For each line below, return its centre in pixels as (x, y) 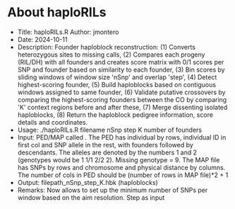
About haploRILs (57, 12)
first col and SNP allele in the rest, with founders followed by (106, 145)
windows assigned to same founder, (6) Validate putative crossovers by (121, 92)
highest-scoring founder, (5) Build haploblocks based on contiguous (117, 84)
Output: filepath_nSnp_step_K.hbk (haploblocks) (88, 182)
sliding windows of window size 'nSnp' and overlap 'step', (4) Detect (117, 77)
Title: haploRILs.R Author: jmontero (68, 32)
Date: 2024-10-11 (42, 39)
